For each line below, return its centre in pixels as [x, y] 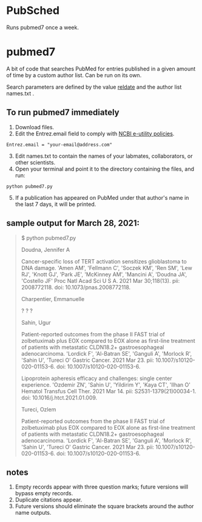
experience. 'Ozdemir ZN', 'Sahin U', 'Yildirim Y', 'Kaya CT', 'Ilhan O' [106, 385]
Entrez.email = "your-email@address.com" [59, 144]
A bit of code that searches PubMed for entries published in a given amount [101, 69]
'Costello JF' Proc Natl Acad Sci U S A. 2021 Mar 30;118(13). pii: [100, 280]
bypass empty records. [44, 493]
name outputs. [33, 513]
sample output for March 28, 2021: [73, 223]
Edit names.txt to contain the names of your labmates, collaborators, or [104, 156]
